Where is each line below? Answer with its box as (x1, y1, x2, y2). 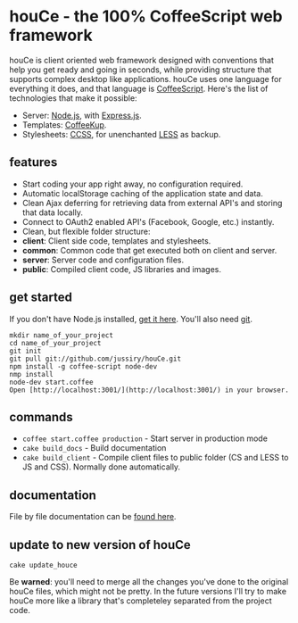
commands (9, 409, 73, 425)
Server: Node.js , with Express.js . (21, 110, 143, 120)
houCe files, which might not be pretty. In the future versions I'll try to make (9, 586, 287, 596)
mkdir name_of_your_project (9, 330, 114, 340)
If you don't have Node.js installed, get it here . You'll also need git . (9, 313, 252, 324)
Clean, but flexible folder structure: (21, 226, 151, 237)
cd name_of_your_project (9, 338, 102, 347)
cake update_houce (9, 561, 78, 569)
